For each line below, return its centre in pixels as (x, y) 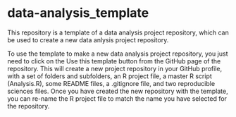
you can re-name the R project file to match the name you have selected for (117, 98)
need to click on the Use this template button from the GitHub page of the (114, 61)
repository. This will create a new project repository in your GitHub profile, (115, 68)
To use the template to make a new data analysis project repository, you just (118, 54)
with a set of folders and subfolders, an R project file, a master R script (110, 76)
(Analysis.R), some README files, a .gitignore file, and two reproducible (111, 83)
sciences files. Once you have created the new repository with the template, (118, 91)
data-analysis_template (78, 13)
